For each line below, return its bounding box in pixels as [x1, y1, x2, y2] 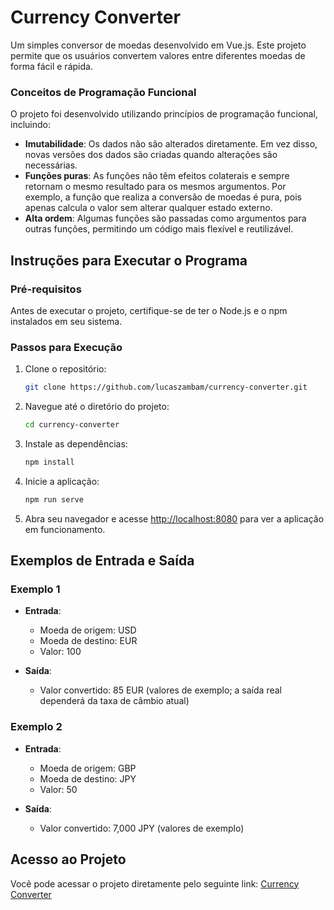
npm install [24, 457, 75, 467]
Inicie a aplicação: [24, 475, 100, 487]
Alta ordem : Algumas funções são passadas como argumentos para [24, 212, 307, 225]
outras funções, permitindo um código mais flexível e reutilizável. [24, 223, 294, 235]
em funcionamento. [24, 523, 106, 535]
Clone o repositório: [24, 363, 107, 375]
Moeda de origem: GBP [39, 762, 137, 774]
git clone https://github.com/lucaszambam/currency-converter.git [24, 382, 308, 393]
